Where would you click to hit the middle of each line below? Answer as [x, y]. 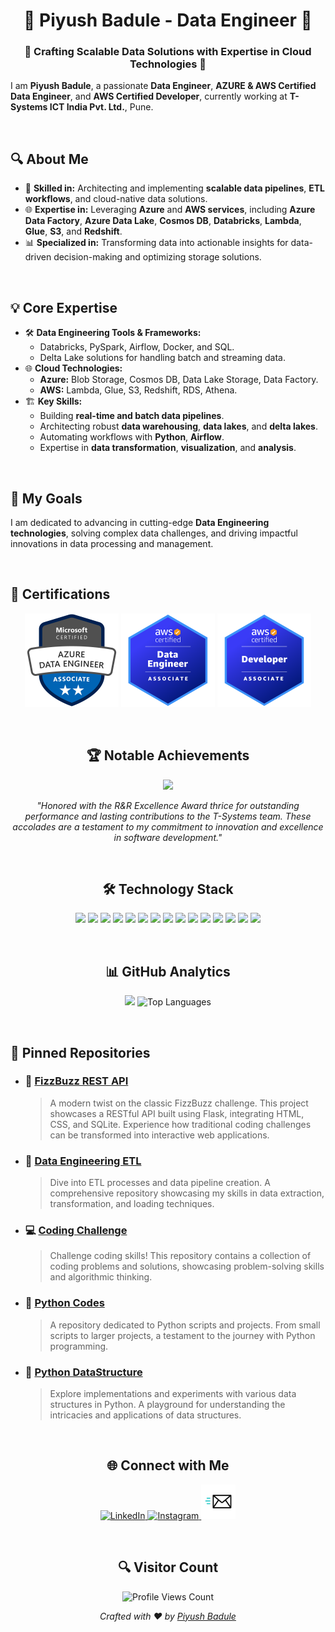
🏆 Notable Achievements [168, 755]
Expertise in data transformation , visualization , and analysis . [168, 448]
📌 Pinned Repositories [80, 1052]
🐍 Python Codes [64, 1303]
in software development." [168, 837]
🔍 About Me [49, 159]
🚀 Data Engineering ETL [83, 1161]
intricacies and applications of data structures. [145, 1415]
